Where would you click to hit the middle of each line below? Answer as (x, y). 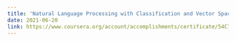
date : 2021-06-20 (33, 20)
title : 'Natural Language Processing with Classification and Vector (111, 14)
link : (15, 26)
